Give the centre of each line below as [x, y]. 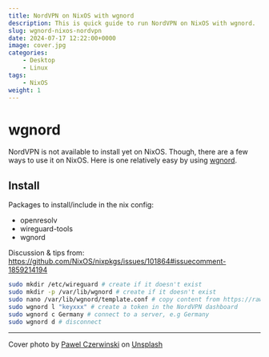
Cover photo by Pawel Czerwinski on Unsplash [85, 344]
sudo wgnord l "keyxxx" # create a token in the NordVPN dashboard [123, 307]
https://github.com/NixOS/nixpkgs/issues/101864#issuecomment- [117, 262]
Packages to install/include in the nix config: [81, 205]
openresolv [38, 220]
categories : [28, 53]
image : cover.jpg [37, 46]
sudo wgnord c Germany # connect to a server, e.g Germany [109, 314]
